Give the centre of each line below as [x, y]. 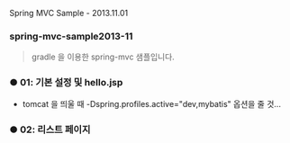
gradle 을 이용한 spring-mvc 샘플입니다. [103, 57]
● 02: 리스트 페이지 [50, 130]
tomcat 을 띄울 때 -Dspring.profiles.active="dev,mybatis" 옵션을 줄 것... [152, 103]
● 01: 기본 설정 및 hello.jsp [66, 83]
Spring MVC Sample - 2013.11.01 [69, 13]
